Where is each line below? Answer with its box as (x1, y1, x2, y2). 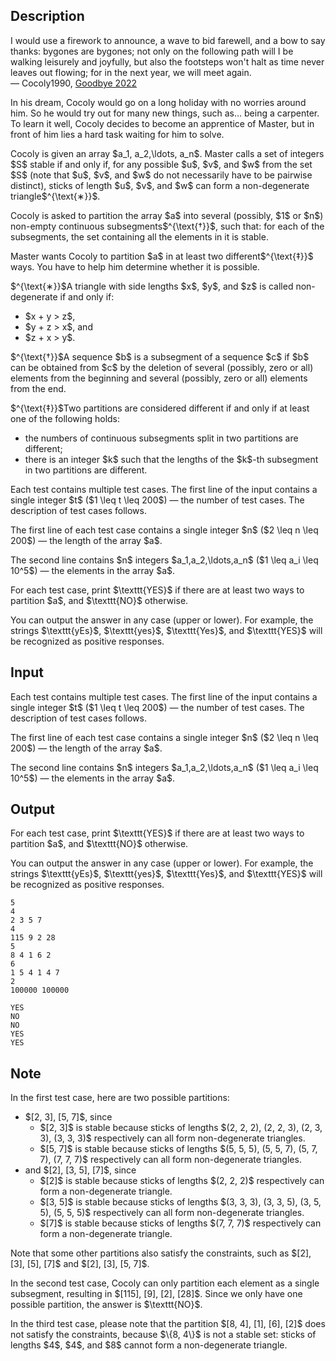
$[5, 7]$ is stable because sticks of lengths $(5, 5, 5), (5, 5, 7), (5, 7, (39, 1143, 318, 1155)
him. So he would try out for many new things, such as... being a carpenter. (10, 107, 320, 119)
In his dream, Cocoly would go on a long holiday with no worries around (10, 96, 307, 108)
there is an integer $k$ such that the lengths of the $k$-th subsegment (24, 453, 319, 465)
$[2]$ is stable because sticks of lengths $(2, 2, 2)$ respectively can (39, 1175, 325, 1187)
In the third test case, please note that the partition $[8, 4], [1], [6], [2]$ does (10, 1318, 326, 1330)
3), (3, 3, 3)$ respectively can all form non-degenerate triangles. (39, 1132, 306, 1144)
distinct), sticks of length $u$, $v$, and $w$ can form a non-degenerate (10, 179, 310, 191)
